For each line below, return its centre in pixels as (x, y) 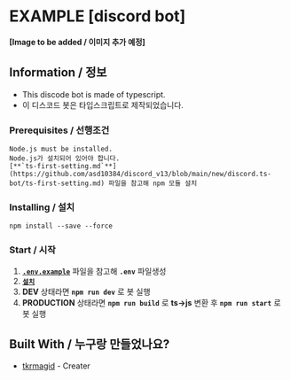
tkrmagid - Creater (56, 366)
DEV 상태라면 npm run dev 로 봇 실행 (86, 291)
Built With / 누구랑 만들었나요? (90, 344)
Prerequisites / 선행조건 (59, 130)
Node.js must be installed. (61, 149)
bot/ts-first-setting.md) (57, 183)
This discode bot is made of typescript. (94, 94)
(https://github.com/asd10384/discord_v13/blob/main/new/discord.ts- (141, 174)
